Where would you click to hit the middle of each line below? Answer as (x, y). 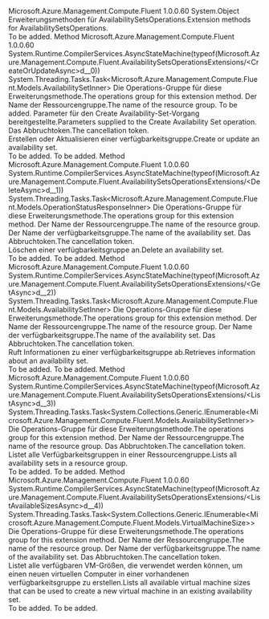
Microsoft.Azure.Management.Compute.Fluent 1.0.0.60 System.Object (124, 11)
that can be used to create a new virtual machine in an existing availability (130, 591)
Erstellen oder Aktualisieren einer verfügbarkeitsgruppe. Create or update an (134, 139)
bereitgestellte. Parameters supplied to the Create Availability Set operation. (132, 122)
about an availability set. (49, 360)
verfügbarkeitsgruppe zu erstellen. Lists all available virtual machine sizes (129, 582)
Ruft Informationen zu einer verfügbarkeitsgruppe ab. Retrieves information (132, 352)
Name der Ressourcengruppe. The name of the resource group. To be (123, 105)
